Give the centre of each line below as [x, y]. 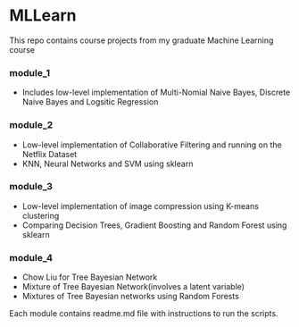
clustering [41, 215]
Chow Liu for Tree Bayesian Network [90, 277]
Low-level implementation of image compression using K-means [140, 205]
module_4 [31, 257]
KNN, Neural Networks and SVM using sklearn [108, 163]
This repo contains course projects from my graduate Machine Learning [141, 40]
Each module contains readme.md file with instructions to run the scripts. [144, 314]
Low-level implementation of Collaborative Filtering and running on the [152, 145]
